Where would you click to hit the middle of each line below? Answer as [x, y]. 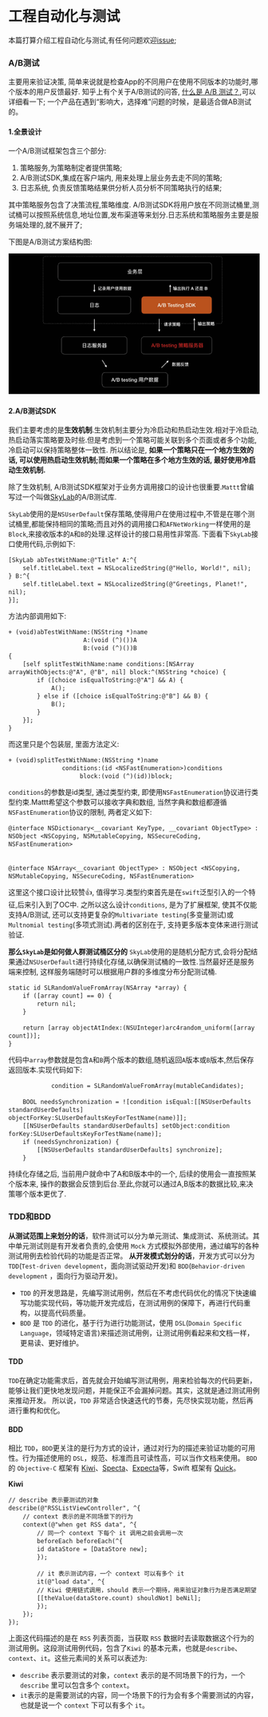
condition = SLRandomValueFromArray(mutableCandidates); [148, 1086]
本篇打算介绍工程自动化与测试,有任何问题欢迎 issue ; [93, 40]
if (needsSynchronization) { [71, 1142]
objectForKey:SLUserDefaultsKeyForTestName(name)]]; [98, 1118]
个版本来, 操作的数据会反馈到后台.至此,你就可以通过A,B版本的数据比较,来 [127, 1184]
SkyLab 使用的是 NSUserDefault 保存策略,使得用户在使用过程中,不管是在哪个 [128, 514]
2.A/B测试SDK [33, 411]
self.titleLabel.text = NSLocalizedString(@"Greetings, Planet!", [135, 584]
